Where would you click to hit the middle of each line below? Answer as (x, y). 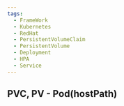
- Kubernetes (32, 26)
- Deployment (32, 53)
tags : (15, 14)
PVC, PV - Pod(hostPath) (62, 94)
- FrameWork (31, 20)
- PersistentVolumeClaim (49, 40)
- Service (28, 66)
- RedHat (26, 33)
